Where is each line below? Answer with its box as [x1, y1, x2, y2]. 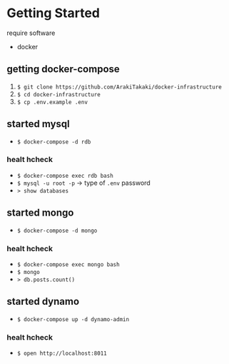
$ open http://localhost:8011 [16, 350, 108, 358]
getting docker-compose [6, 63, 121, 76]
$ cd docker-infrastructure [16, 91, 101, 98]
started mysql [6, 118, 71, 130]
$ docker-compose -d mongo [16, 227, 98, 234]
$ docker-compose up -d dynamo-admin [16, 315, 130, 323]
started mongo [6, 207, 74, 219]
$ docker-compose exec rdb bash [16, 172, 113, 179]
